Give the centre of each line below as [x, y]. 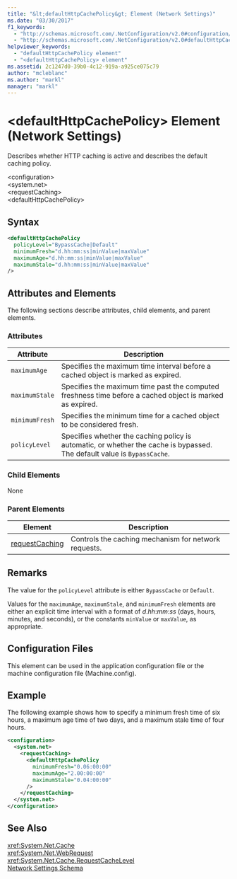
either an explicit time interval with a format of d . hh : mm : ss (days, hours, [112, 611]
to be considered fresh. [100, 425]
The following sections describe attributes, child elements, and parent [109, 310]
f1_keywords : [26, 27]
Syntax [23, 222]
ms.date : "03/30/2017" [41, 21]
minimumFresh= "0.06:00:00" [72, 766]
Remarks [28, 573]
